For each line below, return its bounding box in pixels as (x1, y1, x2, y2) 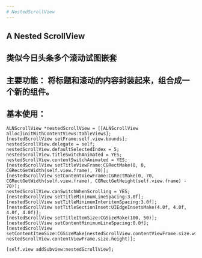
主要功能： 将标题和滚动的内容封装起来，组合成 (6, 75, 182, 85)
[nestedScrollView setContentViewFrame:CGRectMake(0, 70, (6, 173, 155, 179)
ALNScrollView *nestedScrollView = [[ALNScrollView (6, 125, 138, 131)
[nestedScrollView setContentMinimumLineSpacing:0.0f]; (6, 220, 149, 226)
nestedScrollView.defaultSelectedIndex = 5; (6, 146, 120, 152)
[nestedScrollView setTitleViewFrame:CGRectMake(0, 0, (6, 162, 147, 168)
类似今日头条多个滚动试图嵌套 (6, 53, 117, 63)
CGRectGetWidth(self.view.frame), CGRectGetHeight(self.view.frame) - (6, 178, 187, 184)
